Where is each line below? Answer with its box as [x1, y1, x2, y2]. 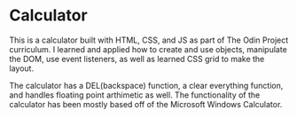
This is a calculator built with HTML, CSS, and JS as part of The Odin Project [9, 35, 289, 45]
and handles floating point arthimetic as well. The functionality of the [9, 90, 261, 100]
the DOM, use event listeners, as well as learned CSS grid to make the [9, 53, 265, 64]
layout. [9, 63, 34, 74]
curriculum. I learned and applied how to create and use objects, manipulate [9, 43, 288, 54]
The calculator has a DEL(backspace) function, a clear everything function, [9, 80, 284, 90]
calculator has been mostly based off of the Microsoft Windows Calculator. [9, 98, 283, 109]
